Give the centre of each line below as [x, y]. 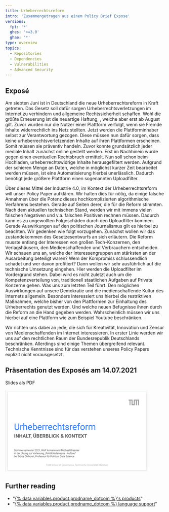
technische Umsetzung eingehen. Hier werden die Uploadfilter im [73, 269]
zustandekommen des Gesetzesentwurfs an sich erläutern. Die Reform [79, 237]
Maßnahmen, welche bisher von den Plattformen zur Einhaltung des [76, 301]
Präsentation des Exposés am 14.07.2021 [71, 370]
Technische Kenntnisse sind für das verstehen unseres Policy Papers [77, 349]
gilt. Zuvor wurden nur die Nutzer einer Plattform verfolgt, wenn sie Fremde [84, 125]
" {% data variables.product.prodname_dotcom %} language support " [85, 504]
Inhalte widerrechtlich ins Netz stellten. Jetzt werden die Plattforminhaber [82, 130]
